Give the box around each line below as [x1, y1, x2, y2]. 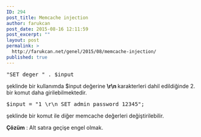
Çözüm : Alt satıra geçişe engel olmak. [6, 124, 104, 131]
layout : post [6, 37, 40, 43]
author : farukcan [6, 20, 51, 26]
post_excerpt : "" [6, 32, 51, 38]
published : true [6, 54, 48, 60]
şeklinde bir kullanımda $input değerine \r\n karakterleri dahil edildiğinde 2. [6, 82, 196, 90]
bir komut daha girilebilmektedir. [6, 89, 87, 96]
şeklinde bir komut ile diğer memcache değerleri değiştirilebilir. [6, 112, 164, 119]
